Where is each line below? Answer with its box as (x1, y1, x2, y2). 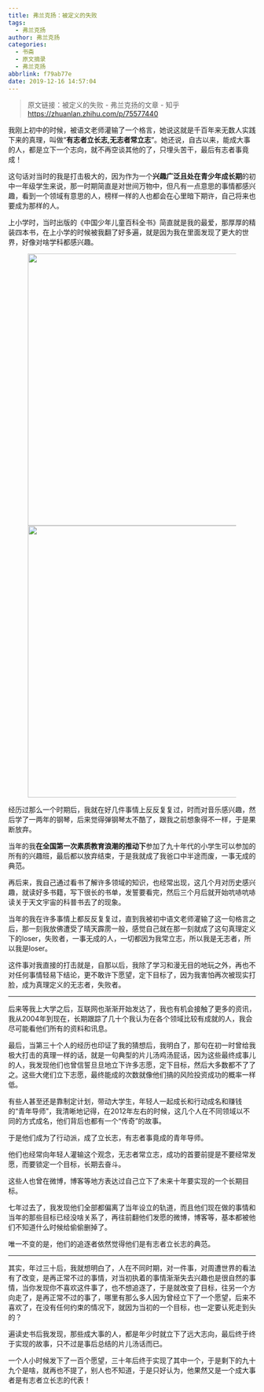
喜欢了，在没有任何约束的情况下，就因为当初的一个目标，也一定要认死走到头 (8, 1302, 256, 1312)
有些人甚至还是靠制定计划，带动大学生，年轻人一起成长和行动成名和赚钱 (8, 1096, 242, 1106)
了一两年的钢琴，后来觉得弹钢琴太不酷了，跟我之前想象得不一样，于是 (21, 814, 249, 824)
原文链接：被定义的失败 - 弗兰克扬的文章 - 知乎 (27, 100, 180, 109)
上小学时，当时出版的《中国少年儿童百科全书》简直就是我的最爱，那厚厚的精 (8, 217, 256, 227)
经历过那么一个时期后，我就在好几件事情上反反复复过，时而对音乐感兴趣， (8, 804, 249, 814)
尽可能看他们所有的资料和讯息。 (8, 1024, 112, 1033)
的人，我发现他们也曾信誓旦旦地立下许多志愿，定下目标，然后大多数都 (8, 1060, 236, 1069)
